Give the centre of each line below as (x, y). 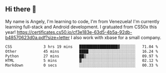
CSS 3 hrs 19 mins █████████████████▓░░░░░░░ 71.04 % (81, 47)
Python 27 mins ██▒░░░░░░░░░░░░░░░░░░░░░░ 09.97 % (81, 56)
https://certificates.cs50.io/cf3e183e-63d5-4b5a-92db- (74, 32)
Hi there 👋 (21, 9)
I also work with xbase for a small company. (116, 37)
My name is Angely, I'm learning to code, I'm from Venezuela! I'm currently (82, 21)
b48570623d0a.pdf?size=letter (38, 37)
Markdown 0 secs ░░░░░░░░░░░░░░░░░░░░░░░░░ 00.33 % (81, 65)
